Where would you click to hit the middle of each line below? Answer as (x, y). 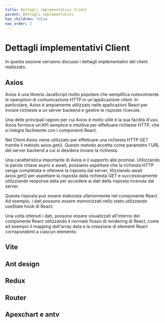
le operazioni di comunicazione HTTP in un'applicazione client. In (72, 100)
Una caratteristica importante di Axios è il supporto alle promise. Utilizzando (82, 160)
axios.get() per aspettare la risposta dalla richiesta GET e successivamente (81, 176)
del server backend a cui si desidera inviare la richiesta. (62, 150)
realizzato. (16, 67)
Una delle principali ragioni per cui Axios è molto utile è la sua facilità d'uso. (82, 120)
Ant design (22, 264)
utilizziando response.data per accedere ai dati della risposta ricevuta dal (80, 181)
